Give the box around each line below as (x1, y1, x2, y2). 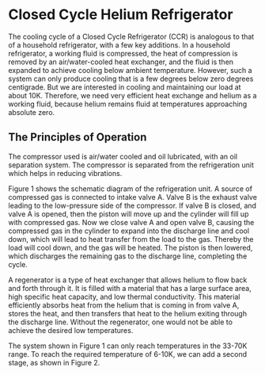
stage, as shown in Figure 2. (8, 358, 100, 367)
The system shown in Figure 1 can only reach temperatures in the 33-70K (8, 341, 248, 350)
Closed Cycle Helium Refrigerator (8, 6, 233, 24)
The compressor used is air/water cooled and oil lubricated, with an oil (8, 151, 238, 161)
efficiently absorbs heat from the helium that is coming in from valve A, (8, 300, 240, 310)
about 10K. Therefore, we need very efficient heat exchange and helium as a (8, 90, 257, 100)
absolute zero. (8, 107, 55, 117)
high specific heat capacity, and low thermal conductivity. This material (8, 292, 240, 301)
